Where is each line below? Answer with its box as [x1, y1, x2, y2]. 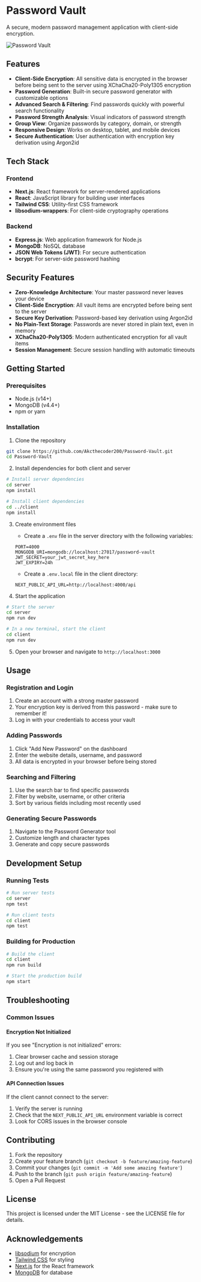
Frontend [6, 174, 34, 183]
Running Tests [6, 876, 49, 884]
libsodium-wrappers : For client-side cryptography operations [14, 207, 169, 214]
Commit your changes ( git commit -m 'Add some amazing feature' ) [14, 1163, 183, 1171]
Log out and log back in [14, 1059, 74, 1067]
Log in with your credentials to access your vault [14, 717, 136, 724]
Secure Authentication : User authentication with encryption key [14, 132, 175, 140]
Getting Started [6, 363, 65, 374]
